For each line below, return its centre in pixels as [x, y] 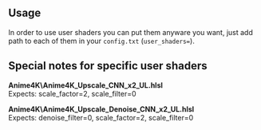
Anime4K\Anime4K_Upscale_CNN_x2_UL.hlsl [86, 85]
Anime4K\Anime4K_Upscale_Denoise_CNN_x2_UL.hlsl [101, 109]
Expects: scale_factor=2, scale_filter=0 [73, 93]
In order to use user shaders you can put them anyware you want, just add [130, 32]
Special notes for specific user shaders [108, 66]
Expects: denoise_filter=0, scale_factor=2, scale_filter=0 [101, 117]
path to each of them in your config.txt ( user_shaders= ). [102, 41]
